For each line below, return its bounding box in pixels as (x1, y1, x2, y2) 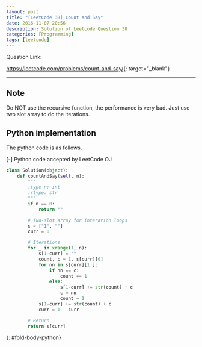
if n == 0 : (28, 201, 55, 207)
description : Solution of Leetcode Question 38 (6, 25, 128, 32)
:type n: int (28, 184, 61, 190)
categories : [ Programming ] (6, 31, 74, 37)
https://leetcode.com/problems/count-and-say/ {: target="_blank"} (6, 65, 170, 72)
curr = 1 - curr (38, 307, 79, 313)
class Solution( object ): (6, 167, 69, 173)
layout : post (6, 8, 39, 15)
